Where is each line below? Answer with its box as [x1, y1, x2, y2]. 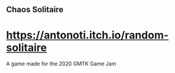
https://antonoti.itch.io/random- [6, 28, 169, 42]
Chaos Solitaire [6, 5, 64, 15]
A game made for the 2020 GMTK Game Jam [6, 60, 116, 67]
